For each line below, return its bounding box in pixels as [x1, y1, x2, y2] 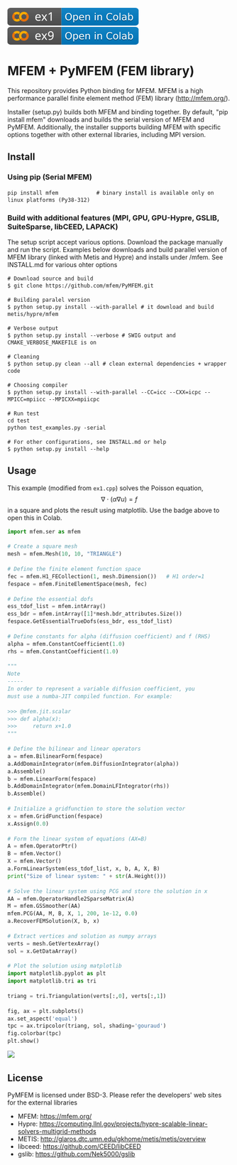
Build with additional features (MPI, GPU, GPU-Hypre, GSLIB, [7, 212, 220, 222]
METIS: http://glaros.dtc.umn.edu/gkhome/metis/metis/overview [17, 1134, 206, 1143]
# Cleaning [7, 353, 40, 360]
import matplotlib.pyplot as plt [7, 970, 106, 977]
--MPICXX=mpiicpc [48, 396, 100, 403]
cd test [7, 417, 31, 424]
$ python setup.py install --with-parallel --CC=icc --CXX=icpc [7, 389, 202, 396]
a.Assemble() [7, 768, 46, 775]
